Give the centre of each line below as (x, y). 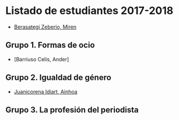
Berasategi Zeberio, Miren (45, 27)
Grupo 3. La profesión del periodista (72, 110)
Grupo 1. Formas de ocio (50, 45)
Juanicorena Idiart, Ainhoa (45, 91)
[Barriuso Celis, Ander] (41, 59)
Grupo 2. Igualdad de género (58, 78)
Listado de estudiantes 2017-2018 (89, 11)
